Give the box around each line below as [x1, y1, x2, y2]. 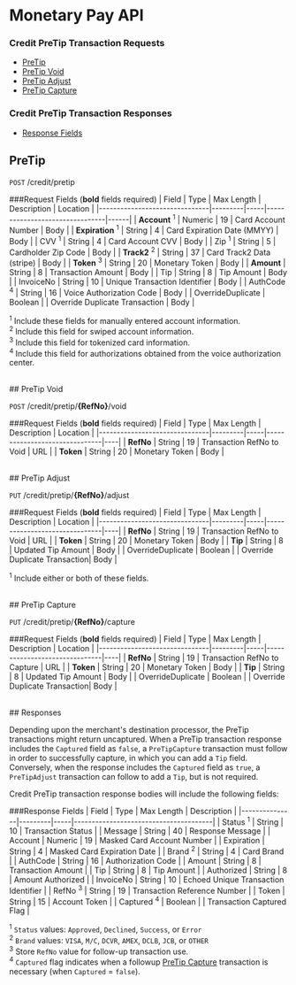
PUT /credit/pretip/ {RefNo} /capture [9, 616, 135, 627]
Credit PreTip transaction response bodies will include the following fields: [9, 789, 279, 799]
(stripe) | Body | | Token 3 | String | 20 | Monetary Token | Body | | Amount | [9, 256, 286, 268]
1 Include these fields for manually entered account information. [9, 313, 241, 326]
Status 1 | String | [222, 815, 285, 827]
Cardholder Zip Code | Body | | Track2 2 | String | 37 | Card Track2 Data [9, 245, 271, 258]
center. [9, 358, 35, 368]
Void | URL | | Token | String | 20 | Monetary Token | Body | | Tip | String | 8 [9, 535, 285, 546]
